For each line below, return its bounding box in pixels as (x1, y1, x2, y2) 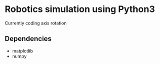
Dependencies (5, 34, 52, 43)
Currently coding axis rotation (5, 20, 67, 26)
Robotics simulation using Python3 (5, 3, 155, 15)
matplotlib (12, 47, 33, 53)
